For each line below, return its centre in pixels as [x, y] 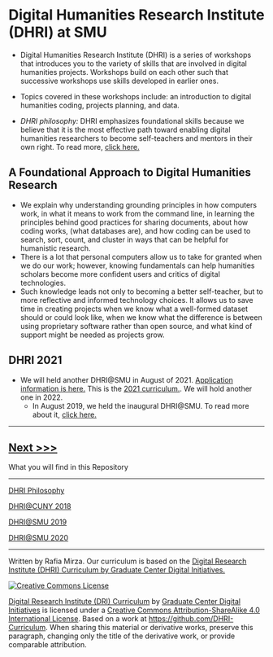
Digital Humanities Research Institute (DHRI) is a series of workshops [136, 55]
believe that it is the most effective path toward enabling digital [125, 129]
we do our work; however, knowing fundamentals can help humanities [137, 265]
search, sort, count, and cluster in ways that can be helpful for [124, 239]
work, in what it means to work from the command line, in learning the [137, 213]
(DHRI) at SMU [58, 32]
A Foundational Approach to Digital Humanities [130, 173]
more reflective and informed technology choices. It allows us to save [136, 300]
